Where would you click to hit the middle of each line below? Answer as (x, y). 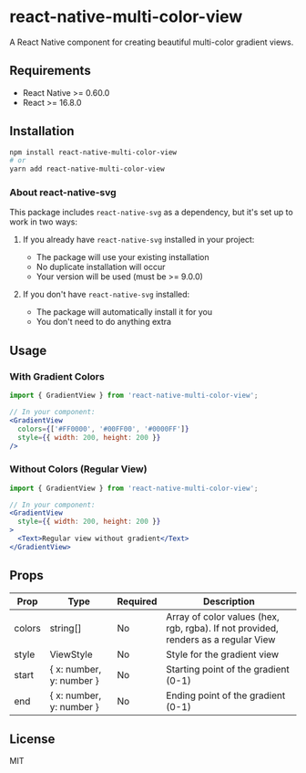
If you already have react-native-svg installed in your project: (138, 240)
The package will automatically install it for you (124, 312)
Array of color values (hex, (223, 616)
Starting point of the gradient (228, 669)
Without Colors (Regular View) (78, 469)
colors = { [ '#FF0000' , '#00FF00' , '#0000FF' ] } (103, 429)
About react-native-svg (63, 193)
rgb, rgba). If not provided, (223, 628)
